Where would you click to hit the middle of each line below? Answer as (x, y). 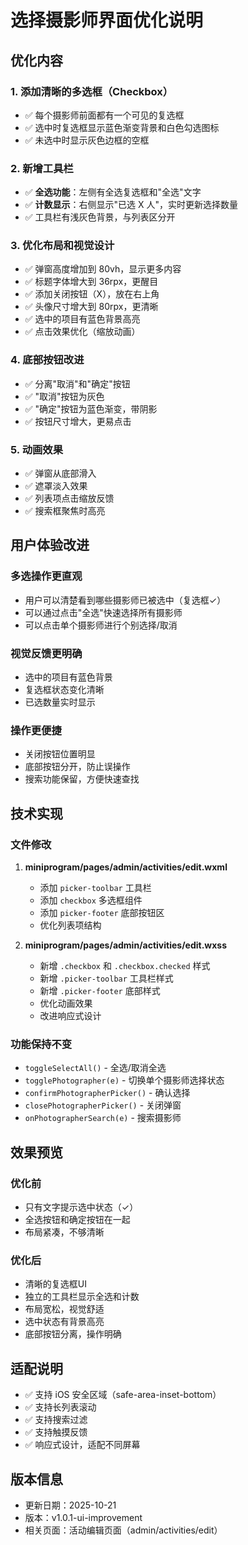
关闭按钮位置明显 (60, 754)
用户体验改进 (50, 545)
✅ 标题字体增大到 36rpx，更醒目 (91, 282)
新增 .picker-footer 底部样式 (100, 991)
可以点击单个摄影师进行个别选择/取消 (101, 625)
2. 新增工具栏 (42, 168)
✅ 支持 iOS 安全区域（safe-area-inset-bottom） (123, 1395)
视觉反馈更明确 (46, 653)
